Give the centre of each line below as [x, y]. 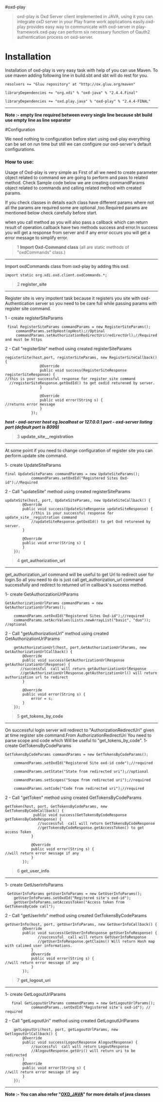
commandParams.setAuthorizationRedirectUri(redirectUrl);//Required [87, 336]
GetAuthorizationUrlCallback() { [39, 652]
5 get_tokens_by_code [40, 716]
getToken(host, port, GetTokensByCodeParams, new [56, 807]
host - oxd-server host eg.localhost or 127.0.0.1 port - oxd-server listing [79, 422]
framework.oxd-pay [37, 32]
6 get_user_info [33, 871]
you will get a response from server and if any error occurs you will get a [78, 232]
